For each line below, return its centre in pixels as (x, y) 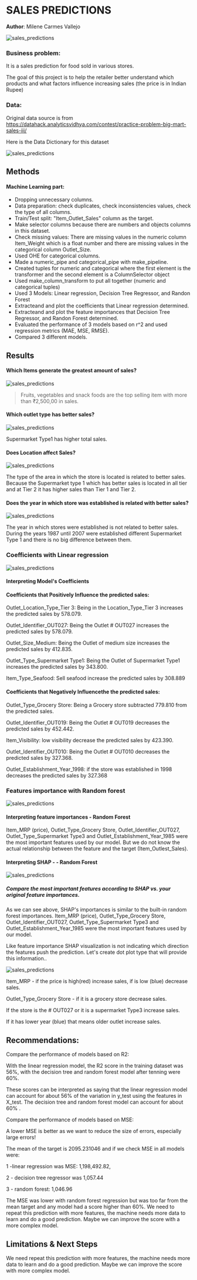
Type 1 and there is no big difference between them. (69, 540)
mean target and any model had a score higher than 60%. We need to (90, 1207)
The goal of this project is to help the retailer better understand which (90, 78)
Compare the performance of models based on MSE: (70, 1120)
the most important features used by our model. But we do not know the (93, 842)
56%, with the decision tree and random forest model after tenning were (93, 1072)
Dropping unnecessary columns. (54, 200)
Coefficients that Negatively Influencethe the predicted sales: (83, 692)
